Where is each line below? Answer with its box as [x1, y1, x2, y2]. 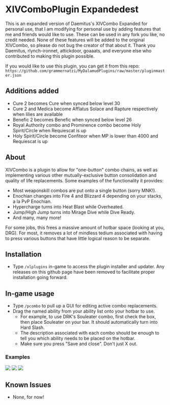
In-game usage [5, 289, 54, 298]
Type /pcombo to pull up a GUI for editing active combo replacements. [12, 303, 158, 309]
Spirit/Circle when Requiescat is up [12, 127, 87, 133]
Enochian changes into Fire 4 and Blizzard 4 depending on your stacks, [12, 193, 163, 199]
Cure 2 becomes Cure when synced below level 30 [12, 100, 121, 106]
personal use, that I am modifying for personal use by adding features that [5, 26, 161, 32]
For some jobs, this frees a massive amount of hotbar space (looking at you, [5, 224, 165, 230]
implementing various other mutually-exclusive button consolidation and [5, 172, 157, 178]
